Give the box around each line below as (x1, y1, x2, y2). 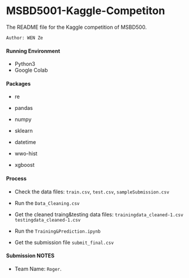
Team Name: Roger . (14, 265, 62, 272)
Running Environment (6, 47, 60, 54)
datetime (14, 139, 36, 146)
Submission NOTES (6, 252, 55, 259)
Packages (6, 80, 31, 87)
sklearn (14, 128, 33, 135)
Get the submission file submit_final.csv (14, 239, 114, 246)
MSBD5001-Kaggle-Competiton (6, 4, 166, 18)
